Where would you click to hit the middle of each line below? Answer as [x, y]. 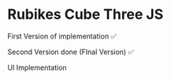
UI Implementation [37, 67]
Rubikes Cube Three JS [85, 15]
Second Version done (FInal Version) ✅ [71, 52]
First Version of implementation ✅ [62, 36]
